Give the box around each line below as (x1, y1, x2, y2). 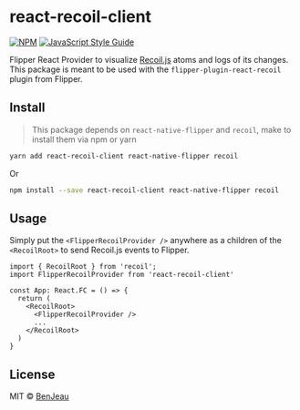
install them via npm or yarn (31, 134, 137, 145)
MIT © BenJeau (9, 391, 70, 402)
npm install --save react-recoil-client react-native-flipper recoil (9, 185, 280, 195)
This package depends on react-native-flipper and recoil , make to (31, 124, 292, 135)
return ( (17, 294, 51, 303)
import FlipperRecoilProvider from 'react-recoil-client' (9, 271, 234, 280)
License (9, 366, 56, 382)
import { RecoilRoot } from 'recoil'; (9, 262, 157, 272)
